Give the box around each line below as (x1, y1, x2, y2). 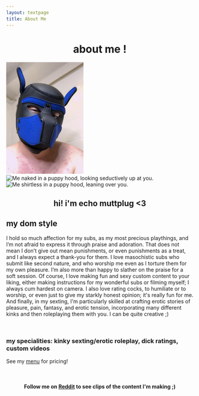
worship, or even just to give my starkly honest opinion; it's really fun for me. (6, 291, 194, 298)
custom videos (6, 344, 50, 353)
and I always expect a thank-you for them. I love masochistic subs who (6, 253, 180, 260)
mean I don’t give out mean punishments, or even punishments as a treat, (6, 247, 186, 254)
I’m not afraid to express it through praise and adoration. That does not (6, 241, 179, 248)
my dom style (6, 219, 58, 229)
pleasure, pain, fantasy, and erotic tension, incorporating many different (6, 304, 182, 311)
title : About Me (6, 15, 46, 22)
